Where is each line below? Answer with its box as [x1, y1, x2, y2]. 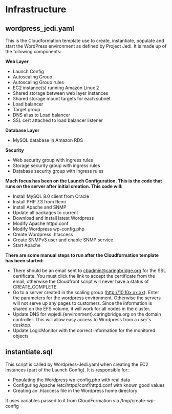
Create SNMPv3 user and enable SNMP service [12, 237, 114, 243]
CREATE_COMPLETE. [12, 284, 58, 290]
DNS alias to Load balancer [12, 112, 71, 118]
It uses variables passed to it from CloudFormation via [5, 397, 119, 403]
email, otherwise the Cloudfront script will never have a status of [12, 278, 149, 284]
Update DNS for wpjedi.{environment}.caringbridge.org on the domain [12, 311, 161, 317]
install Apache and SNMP [12, 204, 67, 210]
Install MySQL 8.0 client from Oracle [12, 193, 90, 199]
